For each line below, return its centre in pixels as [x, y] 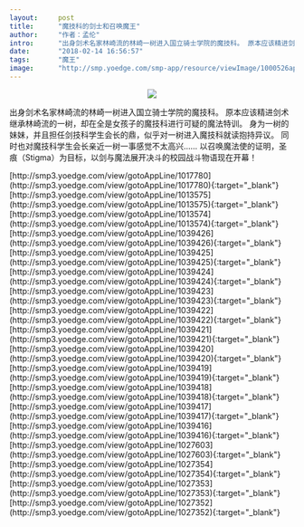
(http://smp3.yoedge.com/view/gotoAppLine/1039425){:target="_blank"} [146, 262]
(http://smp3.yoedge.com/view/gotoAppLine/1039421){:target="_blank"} [145, 339]
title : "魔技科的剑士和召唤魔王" [75, 26]
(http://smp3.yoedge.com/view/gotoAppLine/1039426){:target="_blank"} [146, 243]
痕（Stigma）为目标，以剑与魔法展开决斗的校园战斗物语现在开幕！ [133, 157]
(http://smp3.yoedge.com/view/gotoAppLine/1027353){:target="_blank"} [145, 493]
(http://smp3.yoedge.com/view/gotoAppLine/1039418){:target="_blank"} [145, 397]
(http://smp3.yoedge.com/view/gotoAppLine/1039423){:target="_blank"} [146, 301]
